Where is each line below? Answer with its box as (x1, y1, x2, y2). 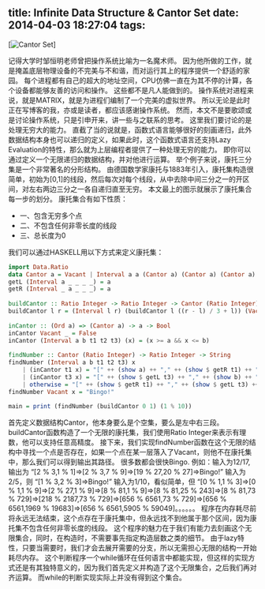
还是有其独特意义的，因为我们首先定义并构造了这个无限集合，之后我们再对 (14, 563, 257, 572)
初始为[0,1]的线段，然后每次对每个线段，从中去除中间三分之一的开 (28, 174, 243, 184)
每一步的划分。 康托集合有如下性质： (8, 193, 128, 204)
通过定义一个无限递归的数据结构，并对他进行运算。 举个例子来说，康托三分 (8, 154, 252, 164)
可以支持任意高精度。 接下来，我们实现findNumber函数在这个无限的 (28, 437, 250, 447)
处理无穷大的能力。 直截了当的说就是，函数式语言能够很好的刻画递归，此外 (8, 125, 252, 134)
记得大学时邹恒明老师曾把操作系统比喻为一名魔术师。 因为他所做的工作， (8, 55, 245, 66)
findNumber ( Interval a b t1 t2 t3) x (8, 358, 136, 366)
